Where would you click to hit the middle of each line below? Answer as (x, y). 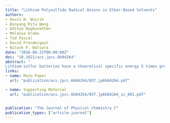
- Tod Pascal (19, 38)
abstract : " (18, 62)
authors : (14, 15)
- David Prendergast (27, 43)
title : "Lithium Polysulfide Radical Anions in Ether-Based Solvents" (81, 10)
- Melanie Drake (22, 33)
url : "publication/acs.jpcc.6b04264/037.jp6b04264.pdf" (70, 80)
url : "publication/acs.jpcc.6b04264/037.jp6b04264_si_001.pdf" (78, 94)
